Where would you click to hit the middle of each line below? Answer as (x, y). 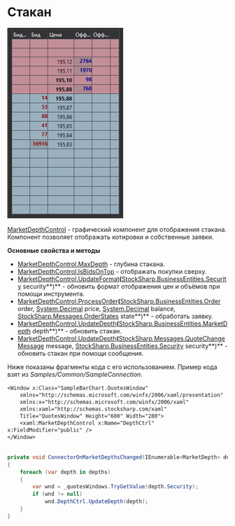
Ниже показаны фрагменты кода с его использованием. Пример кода (113, 367)
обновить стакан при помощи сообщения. (80, 353)
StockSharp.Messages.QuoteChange (172, 338)
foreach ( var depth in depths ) (65, 472)
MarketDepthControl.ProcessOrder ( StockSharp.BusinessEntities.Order (119, 301)
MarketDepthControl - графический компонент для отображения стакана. (117, 229)
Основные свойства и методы (54, 250)
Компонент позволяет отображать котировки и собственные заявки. (111, 237)
